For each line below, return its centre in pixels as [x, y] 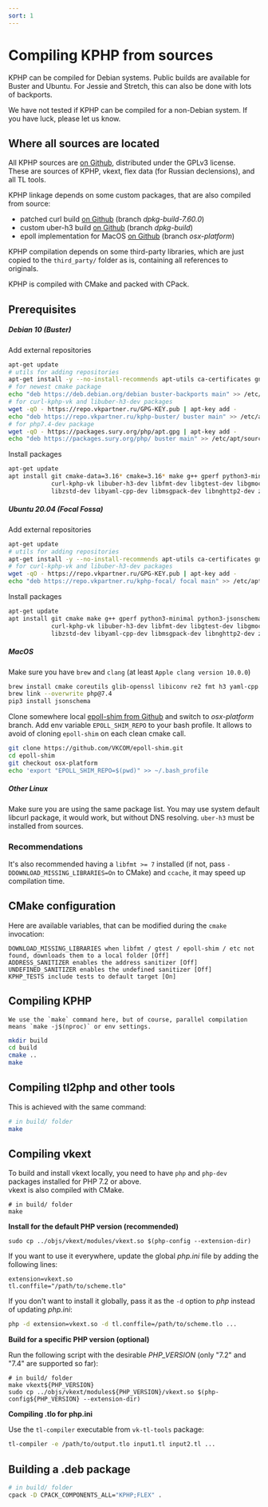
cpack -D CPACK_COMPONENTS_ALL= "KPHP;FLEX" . [85, 1495]
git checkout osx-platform [53, 763]
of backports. [31, 94]
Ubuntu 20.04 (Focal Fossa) [56, 510]
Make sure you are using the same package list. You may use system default [134, 809]
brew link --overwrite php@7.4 [60, 694]
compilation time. [37, 881]
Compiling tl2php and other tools [92, 1087]
